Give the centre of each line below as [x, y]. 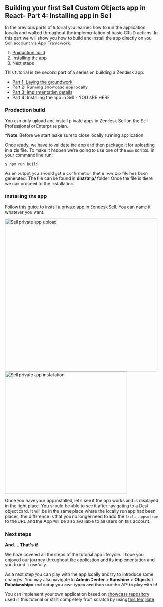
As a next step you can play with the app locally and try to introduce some [79, 574]
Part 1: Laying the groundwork [42, 82]
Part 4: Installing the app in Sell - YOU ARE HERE [61, 97]
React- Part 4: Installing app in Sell [58, 16]
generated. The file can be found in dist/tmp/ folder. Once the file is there [79, 178]
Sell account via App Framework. [38, 43]
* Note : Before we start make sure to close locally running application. [75, 135]
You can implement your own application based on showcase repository [77, 594]
